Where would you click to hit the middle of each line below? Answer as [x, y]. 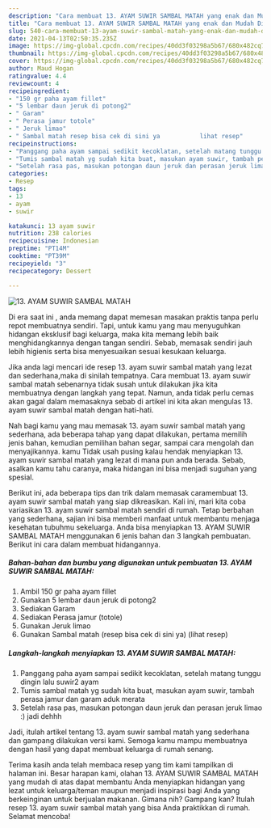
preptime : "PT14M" [39, 249]
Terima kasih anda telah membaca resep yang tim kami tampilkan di [121, 765]
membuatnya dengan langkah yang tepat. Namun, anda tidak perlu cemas [131, 392]
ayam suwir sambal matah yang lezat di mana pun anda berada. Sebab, [127, 460]
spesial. [21, 477]
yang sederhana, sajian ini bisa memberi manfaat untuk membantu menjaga [134, 518]
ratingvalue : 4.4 [38, 76]
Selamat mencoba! [40, 817]
